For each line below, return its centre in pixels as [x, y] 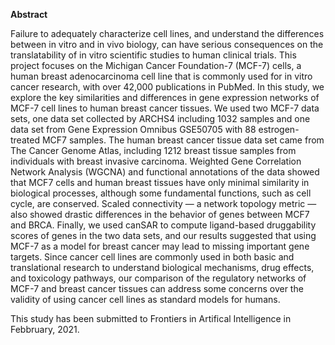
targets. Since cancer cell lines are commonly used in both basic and [152, 257]
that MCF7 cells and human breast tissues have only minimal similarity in [160, 182]
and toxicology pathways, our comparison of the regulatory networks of [158, 278]
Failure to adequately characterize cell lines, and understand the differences [167, 33]
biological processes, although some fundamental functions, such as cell [161, 193]
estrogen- [279, 129]
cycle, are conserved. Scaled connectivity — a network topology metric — [163, 203]
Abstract [29, 14]
